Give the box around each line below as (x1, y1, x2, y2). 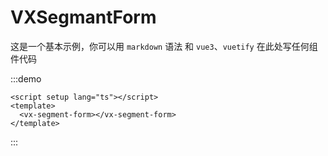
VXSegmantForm (10, 6, 157, 29)
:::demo (10, 72, 42, 85)
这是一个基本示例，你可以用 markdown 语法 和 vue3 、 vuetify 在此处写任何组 (10, 40, 318, 52)
